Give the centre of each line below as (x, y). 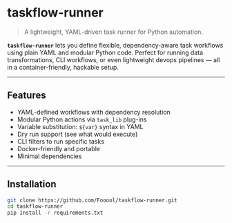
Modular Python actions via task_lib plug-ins (82, 119)
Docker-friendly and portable (58, 148)
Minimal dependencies (49, 156)
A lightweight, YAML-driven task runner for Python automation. (114, 32)
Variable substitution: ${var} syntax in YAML (80, 126)
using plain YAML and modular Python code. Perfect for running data (105, 52)
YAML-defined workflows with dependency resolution (94, 112)
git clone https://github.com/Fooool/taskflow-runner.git (92, 200)
